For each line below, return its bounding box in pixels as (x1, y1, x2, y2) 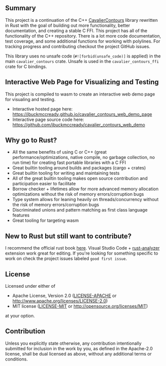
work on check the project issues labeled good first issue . (5, 256, 127, 261)
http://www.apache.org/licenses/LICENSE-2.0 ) (12, 298, 108, 304)
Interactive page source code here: (12, 116, 84, 122)
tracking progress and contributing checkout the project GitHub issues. (5, 43, 151, 49)
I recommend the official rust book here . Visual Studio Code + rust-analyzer (5, 245, 160, 251)
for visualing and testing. (5, 96, 56, 102)
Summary (5, 4, 36, 12)
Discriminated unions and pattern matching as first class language (12, 207, 148, 213)
